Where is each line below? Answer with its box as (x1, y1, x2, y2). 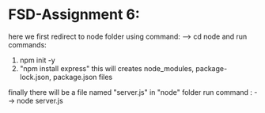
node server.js (17, 96, 63, 105)
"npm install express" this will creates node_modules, (19, 63, 195, 73)
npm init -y (19, 55, 55, 65)
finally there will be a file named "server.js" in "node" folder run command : (8, 87, 253, 96)
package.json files (52, 72, 113, 81)
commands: (8, 40, 47, 49)
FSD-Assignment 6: (8, 6, 140, 24)
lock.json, (19, 72, 51, 81)
